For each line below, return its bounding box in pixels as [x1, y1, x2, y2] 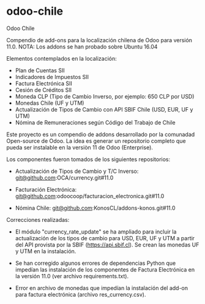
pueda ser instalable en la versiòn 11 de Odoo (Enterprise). [6, 143, 153, 151]
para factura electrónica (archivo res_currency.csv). [15, 291, 146, 298]
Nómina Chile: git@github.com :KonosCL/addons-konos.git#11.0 [15, 204, 176, 211]
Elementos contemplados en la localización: [6, 55, 117, 62]
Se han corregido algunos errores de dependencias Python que [15, 259, 176, 267]
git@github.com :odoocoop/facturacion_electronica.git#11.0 [15, 192, 165, 200]
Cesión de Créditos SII [15, 86, 72, 93]
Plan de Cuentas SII [15, 66, 65, 74]
